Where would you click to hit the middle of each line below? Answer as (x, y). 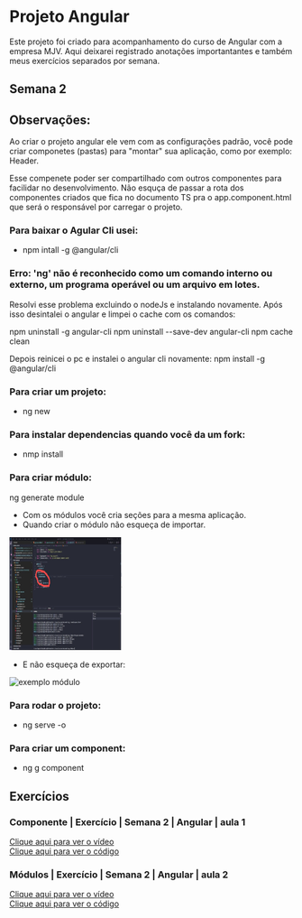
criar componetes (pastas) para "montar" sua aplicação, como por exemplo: (151, 152)
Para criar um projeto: (58, 392)
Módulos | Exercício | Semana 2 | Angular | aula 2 (119, 875)
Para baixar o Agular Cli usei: (74, 230)
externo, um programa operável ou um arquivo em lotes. (135, 284)
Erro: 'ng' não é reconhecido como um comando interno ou (141, 274)
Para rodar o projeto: (55, 705)
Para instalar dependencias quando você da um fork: (128, 434)
